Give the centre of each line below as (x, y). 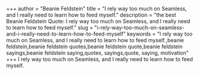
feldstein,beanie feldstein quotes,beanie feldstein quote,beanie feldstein (94, 46)
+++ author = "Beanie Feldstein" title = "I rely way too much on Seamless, (97, 9)
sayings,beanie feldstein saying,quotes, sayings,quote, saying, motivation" (97, 53)
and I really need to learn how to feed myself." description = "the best (91, 15)
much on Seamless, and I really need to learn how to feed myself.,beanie (95, 40)
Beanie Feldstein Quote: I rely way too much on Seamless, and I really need (98, 21)
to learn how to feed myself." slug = (50, 27)
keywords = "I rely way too (160, 34)
